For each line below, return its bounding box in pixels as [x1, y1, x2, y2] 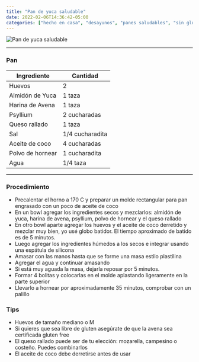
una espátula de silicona [14, 246, 75, 254]
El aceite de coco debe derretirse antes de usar [14, 350, 131, 357]
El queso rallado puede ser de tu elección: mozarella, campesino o [14, 338, 178, 345]
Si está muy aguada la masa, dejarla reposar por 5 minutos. [14, 265, 160, 273]
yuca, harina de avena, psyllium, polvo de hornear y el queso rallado [14, 214, 182, 222]
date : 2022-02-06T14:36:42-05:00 [6, 14, 89, 20]
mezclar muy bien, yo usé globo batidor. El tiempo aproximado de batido [14, 228, 192, 235]
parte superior [14, 278, 50, 285]
